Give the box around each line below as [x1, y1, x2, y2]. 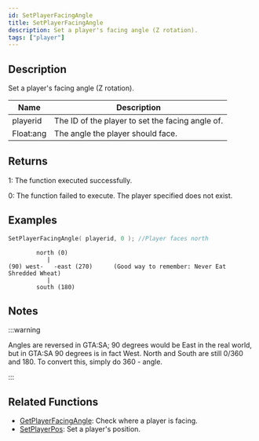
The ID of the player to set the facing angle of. [53, 116, 224, 127]
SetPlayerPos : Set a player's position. [19, 424, 141, 434]
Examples [8, 214, 57, 227]
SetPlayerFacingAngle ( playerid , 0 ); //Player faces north [8, 234, 210, 242]
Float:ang [12, 128, 47, 139]
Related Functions [8, 395, 99, 409]
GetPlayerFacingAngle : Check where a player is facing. [19, 416, 198, 425]
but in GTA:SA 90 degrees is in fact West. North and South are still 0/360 [8, 349, 243, 358]
